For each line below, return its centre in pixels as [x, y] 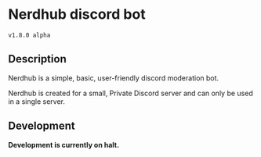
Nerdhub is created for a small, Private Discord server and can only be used [130, 93]
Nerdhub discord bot [77, 14]
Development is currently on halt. [64, 145]
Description [37, 59]
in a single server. [36, 101]
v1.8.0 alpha [29, 35]
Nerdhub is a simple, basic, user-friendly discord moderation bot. [114, 78]
